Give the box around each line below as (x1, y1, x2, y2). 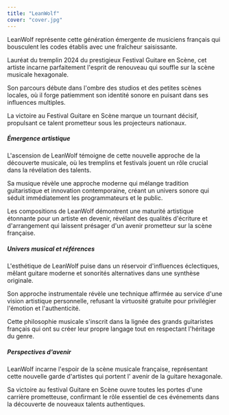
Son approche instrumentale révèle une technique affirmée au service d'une (7, 290, 223, 298)
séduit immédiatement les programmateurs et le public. (7, 194, 163, 202)
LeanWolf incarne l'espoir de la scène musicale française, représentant (7, 365, 208, 373)
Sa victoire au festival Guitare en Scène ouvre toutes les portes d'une (7, 386, 203, 394)
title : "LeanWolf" (7, 10, 60, 17)
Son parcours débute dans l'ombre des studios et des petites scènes (7, 84, 202, 92)
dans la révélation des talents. (7, 166, 91, 175)
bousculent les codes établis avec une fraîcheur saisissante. (7, 42, 178, 51)
